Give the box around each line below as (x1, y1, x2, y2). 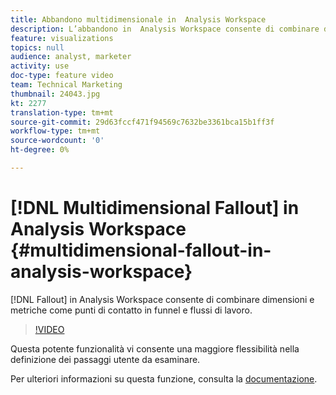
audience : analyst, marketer (10, 52, 132, 62)
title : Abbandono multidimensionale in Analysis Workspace (10, 14, 267, 25)
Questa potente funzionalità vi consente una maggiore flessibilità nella (10, 342, 300, 355)
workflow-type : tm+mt (10, 126, 101, 136)
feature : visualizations (10, 33, 114, 43)
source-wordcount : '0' (10, 136, 105, 146)
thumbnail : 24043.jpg (10, 89, 101, 99)
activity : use (10, 61, 70, 71)
